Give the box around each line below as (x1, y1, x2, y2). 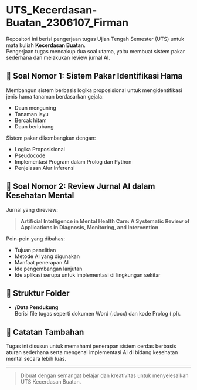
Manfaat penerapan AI (14, 259, 69, 266)
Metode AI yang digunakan (14, 253, 80, 260)
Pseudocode (14, 152, 46, 159)
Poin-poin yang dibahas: (6, 235, 66, 242)
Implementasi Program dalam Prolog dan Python (14, 158, 132, 165)
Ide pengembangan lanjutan (14, 265, 83, 272)
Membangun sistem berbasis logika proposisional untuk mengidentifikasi (6, 86, 183, 94)
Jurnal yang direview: (6, 206, 59, 213)
